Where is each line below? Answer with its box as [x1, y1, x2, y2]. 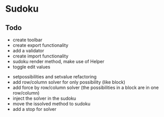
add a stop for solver [12, 106, 57, 112]
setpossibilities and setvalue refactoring [12, 74, 97, 79]
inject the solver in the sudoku [12, 95, 76, 101]
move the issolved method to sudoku [12, 101, 91, 107]
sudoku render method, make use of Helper [12, 58, 104, 64]
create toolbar [12, 37, 42, 43]
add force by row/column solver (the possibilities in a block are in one [12, 84, 159, 91]
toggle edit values [12, 64, 50, 70]
